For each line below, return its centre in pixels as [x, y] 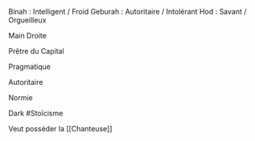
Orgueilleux [27, 20]
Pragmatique [29, 66]
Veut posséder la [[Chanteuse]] [60, 129]
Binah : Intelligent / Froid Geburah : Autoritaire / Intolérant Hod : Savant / [127, 12]
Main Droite [27, 36]
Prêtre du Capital [36, 51]
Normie [21, 98]
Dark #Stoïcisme [36, 113]
